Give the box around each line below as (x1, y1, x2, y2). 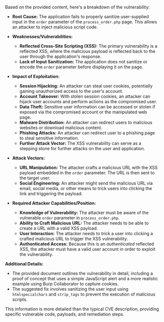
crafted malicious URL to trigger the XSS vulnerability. (19, 236, 128, 241)
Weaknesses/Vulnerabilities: (12, 34, 73, 39)
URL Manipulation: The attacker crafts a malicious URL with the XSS (19, 164, 158, 170)
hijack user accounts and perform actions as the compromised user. (19, 99, 158, 105)
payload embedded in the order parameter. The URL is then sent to (19, 170, 155, 176)
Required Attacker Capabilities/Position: (12, 200, 96, 206)
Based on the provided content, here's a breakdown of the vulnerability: (5, 4, 150, 10)
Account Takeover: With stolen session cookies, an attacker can (19, 93, 151, 99)
